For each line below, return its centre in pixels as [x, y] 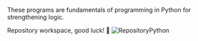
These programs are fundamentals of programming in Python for [99, 10]
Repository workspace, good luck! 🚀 [59, 30]
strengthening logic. [36, 17]
